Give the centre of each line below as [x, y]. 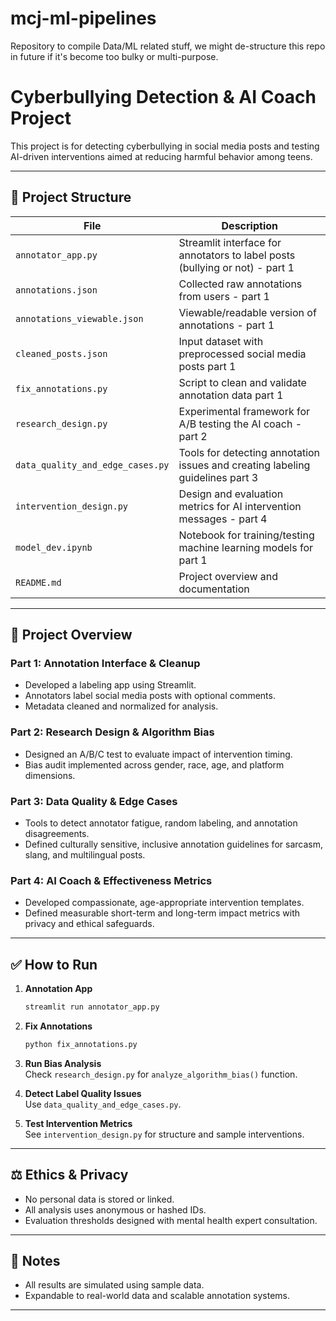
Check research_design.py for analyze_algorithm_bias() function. [161, 1074]
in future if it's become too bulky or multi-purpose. [114, 56]
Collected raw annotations [240, 284]
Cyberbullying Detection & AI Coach [163, 97]
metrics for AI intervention [240, 506]
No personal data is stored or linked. [99, 1199]
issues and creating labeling [244, 465]
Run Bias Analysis [63, 1063]
